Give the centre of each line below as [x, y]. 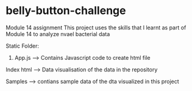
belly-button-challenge [66, 11]
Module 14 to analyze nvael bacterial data [58, 34]
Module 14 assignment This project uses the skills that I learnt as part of [96, 27]
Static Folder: [22, 46]
